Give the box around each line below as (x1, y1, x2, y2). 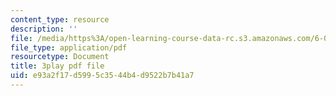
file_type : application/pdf (10, 42, 128, 53)
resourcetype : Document (10, 52, 110, 62)
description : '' (10, 24, 78, 34)
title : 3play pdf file (10, 61, 105, 71)
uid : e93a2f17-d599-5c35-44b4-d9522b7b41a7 (10, 71, 195, 81)
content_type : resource (10, 14, 110, 25)
